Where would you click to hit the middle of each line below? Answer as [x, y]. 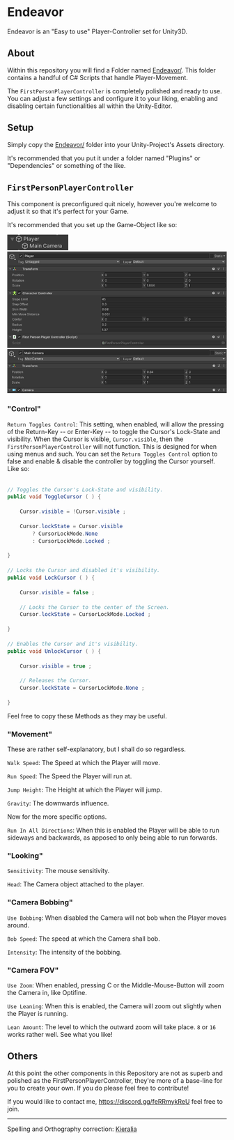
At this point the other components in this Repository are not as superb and [115, 1073]
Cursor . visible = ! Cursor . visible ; [73, 512]
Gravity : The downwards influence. [58, 803]
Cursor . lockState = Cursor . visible [71, 526]
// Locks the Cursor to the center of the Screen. [95, 607]
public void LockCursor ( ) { [51, 578]
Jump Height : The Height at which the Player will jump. [85, 790]
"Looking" [25, 856]
